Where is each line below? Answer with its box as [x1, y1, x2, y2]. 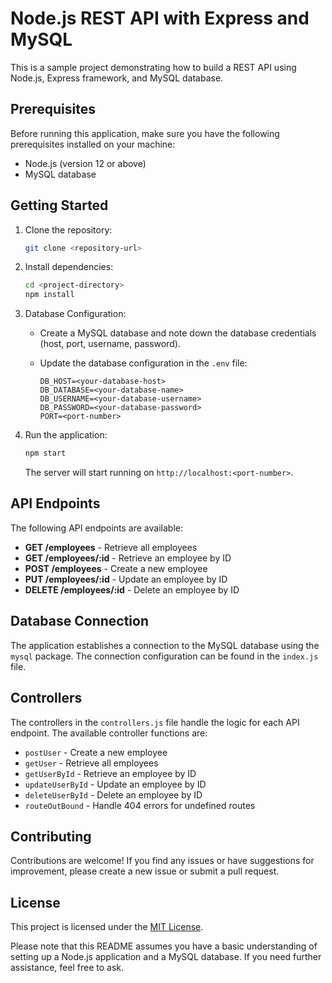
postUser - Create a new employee [24, 746, 168, 758]
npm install [24, 290, 75, 300]
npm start [24, 448, 67, 459]
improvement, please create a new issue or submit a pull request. [10, 865, 280, 877]
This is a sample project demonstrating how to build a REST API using [10, 61, 297, 73]
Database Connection [10, 613, 149, 630]
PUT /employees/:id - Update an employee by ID [24, 573, 228, 585]
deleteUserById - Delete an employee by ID [24, 788, 203, 801]
